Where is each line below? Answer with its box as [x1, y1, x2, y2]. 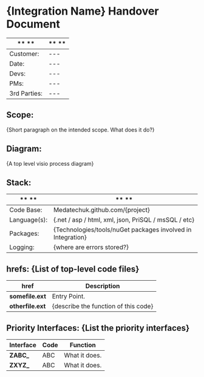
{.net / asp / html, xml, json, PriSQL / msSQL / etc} [53, 216, 195, 224]
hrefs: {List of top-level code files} [6, 264, 140, 274]
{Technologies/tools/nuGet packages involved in [53, 225, 192, 234]
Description [85, 282, 120, 291]
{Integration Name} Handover [6, 4, 159, 18]
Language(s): [9, 216, 48, 224]
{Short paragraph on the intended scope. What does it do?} [6, 126, 155, 133]
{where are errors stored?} [53, 243, 129, 252]
